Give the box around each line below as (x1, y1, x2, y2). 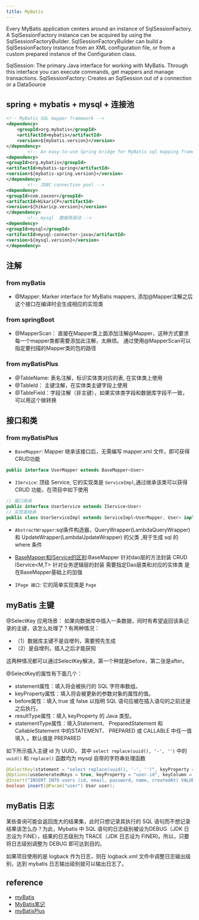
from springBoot (6, 316, 54, 324)
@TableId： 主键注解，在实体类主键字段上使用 (14, 382, 128, 389)
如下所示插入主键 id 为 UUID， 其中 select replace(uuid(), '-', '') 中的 (6, 747, 188, 754)
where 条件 (14, 541, 43, 548)
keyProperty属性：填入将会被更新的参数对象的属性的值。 (14, 690, 154, 697)
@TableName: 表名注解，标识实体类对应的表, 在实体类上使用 (14, 374, 163, 381)
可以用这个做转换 (14, 396, 57, 404)
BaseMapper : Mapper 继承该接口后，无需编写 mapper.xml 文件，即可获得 (14, 448, 190, 455)
